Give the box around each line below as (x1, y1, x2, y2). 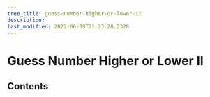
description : (7, 17, 45, 24)
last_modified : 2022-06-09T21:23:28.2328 (7, 23, 130, 30)
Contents (7, 80, 49, 92)
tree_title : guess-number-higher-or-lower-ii (7, 10, 142, 17)
